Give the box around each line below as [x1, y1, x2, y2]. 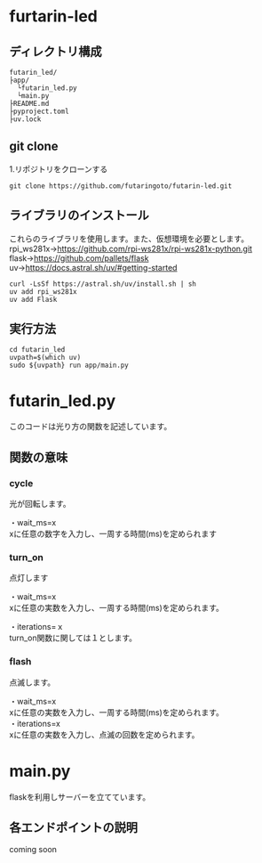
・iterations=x [9, 718, 60, 729]
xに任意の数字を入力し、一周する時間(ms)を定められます [9, 528, 218, 540]
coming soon [9, 844, 58, 855]
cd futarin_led [9, 346, 66, 354]
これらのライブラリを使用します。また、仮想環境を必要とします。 [9, 233, 250, 244]
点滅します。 [9, 677, 56, 688]
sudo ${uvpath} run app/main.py [9, 361, 129, 370]
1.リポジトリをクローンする [9, 163, 108, 175]
